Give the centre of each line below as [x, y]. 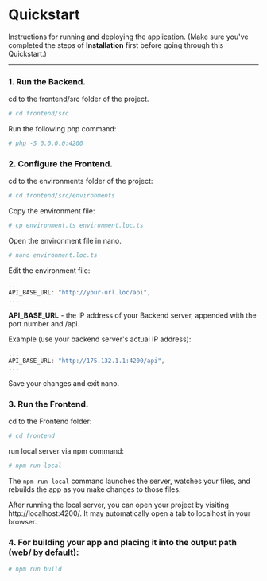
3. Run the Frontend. [48, 404]
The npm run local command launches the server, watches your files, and [129, 481]
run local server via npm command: [66, 451]
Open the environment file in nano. [65, 241]
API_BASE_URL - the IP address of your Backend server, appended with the [132, 315]
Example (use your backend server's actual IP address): [100, 339]
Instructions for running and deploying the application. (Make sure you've [128, 37]
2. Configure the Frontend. [61, 163]
